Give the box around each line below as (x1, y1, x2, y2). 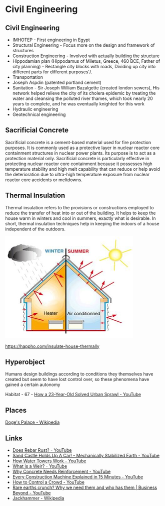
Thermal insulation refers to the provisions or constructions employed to (5, 204, 154, 210)
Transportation (12, 74, 43, 80)
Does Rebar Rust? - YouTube (12, 447, 72, 453)
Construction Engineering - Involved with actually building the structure (12, 53, 160, 59)
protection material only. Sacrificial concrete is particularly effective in (5, 155, 149, 161)
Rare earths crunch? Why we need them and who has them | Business (12, 484, 157, 490)
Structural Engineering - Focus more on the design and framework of (12, 42, 155, 48)
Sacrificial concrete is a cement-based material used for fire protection (5, 139, 151, 145)
